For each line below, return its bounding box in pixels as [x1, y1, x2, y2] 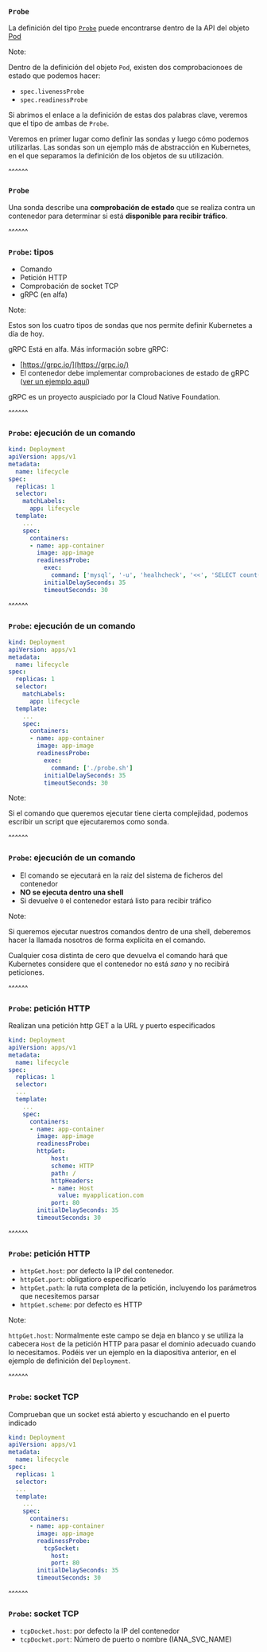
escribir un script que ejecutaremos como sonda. [8, 817, 169, 827]
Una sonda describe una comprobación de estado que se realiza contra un [8, 202, 256, 212]
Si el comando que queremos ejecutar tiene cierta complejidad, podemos [8, 808, 249, 818]
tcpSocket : [43, 1544, 80, 1553]
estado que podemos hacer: [8, 71, 101, 80]
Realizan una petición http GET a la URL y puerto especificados [8, 1021, 216, 1031]
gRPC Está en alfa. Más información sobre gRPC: [8, 344, 168, 353]
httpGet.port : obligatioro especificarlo [19, 1275, 147, 1284]
